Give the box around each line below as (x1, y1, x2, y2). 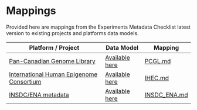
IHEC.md (144, 74, 169, 82)
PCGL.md (144, 57, 171, 65)
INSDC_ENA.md (144, 91, 188, 99)
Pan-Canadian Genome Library (9, 57, 96, 65)
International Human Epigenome (9, 70, 98, 78)
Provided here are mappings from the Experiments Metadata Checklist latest (6, 23, 191, 30)
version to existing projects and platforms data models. (6, 29, 139, 36)
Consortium (9, 77, 42, 85)
